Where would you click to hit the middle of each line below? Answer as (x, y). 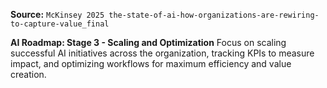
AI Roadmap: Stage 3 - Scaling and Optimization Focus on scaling (148, 42)
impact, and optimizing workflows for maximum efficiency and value (151, 63)
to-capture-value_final (60, 24)
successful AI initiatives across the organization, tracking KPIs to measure (162, 53)
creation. (28, 74)
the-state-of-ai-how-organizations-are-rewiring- (214, 15)
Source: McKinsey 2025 (57, 14)
